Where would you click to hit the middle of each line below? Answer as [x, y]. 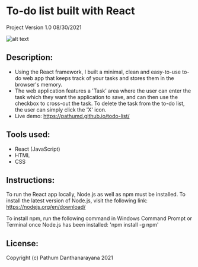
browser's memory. [39, 84]
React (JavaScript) [37, 149]
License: [22, 244]
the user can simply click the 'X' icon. [60, 109]
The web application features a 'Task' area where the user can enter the [103, 91]
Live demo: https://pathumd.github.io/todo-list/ [72, 116]
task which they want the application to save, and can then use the [96, 97]
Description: [30, 58]
